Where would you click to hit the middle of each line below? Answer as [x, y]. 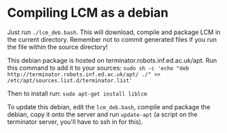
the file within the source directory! [58, 47]
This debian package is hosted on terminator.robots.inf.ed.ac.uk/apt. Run [112, 60]
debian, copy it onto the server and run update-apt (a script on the [102, 114]
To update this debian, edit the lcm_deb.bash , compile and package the [109, 107]
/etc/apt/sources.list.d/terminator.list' [70, 80]
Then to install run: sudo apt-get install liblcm [77, 93]
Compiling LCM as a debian [88, 13]
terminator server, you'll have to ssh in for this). [75, 122]
